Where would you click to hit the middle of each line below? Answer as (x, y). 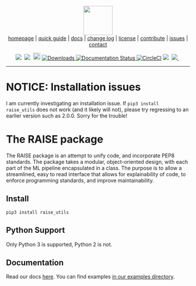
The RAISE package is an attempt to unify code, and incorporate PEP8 (90, 156)
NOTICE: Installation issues (73, 87)
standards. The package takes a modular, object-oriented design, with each (97, 161)
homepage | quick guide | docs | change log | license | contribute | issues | (98, 38)
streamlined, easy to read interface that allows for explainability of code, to (96, 174)
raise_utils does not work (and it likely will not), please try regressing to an (97, 109)
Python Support (36, 230)
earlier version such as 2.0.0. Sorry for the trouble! (67, 116)
